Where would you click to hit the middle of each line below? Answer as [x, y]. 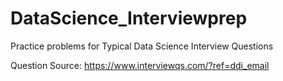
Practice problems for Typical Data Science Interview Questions [142, 46]
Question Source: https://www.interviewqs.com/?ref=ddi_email [140, 65]
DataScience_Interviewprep [129, 18]
